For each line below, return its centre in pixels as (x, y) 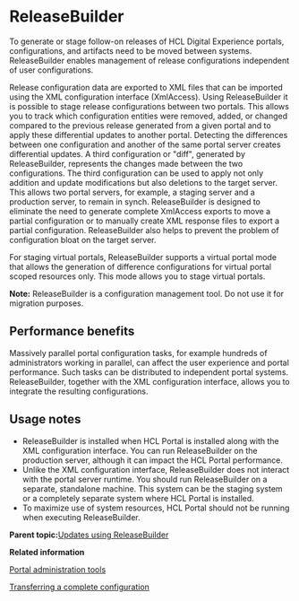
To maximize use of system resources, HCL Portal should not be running (156, 508)
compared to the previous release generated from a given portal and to (140, 125)
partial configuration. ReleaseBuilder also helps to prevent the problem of (144, 230)
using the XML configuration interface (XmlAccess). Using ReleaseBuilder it (149, 97)
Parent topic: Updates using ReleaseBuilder (89, 535)
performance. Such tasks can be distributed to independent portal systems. (149, 372)
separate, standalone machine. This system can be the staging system (153, 488)
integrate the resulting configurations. (79, 391)
